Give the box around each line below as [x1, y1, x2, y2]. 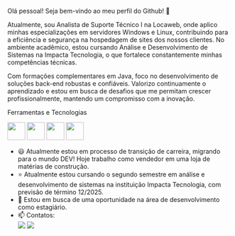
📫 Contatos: [17, 211, 55, 219]
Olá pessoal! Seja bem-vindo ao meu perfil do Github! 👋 [7, 7, 170, 15]
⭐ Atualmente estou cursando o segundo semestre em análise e [17, 170, 205, 179]
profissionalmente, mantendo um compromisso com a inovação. [7, 94, 195, 103]
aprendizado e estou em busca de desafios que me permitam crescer [7, 87, 212, 95]
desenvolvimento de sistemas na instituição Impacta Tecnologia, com [17, 181, 222, 189]
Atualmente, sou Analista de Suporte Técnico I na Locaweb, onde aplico [7, 21, 218, 28]
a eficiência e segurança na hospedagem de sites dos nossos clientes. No [7, 35, 225, 44]
